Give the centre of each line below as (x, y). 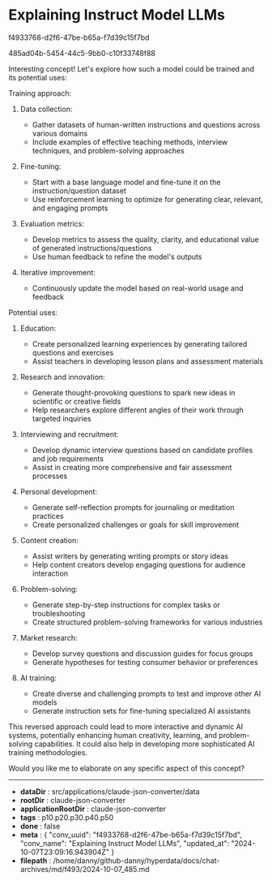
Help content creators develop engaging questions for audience (139, 564)
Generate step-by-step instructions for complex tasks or (126, 605)
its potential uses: (38, 77)
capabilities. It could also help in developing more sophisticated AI (144, 744)
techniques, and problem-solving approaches (108, 150)
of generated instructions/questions (92, 248)
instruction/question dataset (79, 190)
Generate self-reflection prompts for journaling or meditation (133, 507)
